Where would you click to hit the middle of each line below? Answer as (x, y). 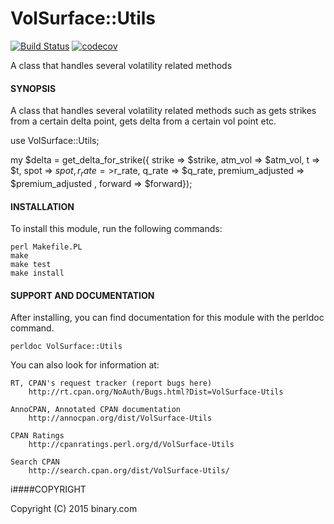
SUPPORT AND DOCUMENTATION (82, 295)
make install (37, 273)
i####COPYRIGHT (48, 489)
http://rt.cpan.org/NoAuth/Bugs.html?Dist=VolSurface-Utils (156, 392)
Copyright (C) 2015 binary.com (74, 509)
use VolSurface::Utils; (55, 141)
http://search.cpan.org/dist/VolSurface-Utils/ (129, 471)
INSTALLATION (42, 206)
